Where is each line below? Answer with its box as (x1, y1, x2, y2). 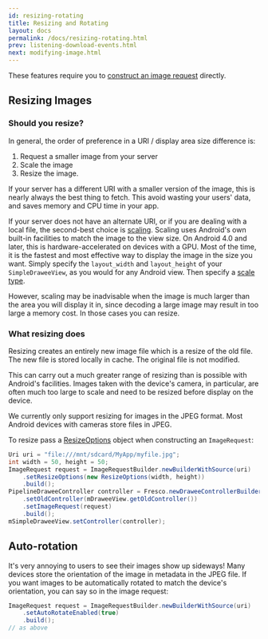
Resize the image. (19, 169, 79, 178)
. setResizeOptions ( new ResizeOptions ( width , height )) (22, 473, 205, 481)
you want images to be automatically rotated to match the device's (8, 577, 227, 587)
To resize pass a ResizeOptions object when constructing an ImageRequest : (8, 435, 254, 444)
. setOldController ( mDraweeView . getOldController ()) (22, 495, 198, 503)
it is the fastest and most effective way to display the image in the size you (8, 250, 253, 260)
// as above (8, 624, 48, 632)
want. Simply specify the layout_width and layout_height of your (8, 259, 223, 268)
